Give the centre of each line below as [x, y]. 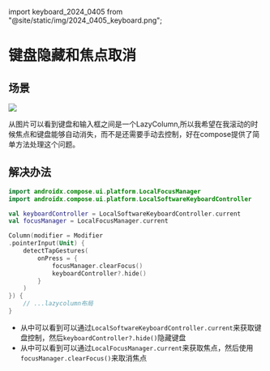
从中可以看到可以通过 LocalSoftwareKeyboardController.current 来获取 [137, 327]
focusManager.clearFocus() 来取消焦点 [84, 358]
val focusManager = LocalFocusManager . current [88, 221]
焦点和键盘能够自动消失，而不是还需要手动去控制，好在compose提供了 [134, 134]
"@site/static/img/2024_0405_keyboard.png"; [86, 20]
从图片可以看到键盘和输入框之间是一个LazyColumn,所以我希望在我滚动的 [130, 124]
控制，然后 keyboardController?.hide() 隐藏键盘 [107, 337]
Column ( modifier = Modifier [56, 236]
